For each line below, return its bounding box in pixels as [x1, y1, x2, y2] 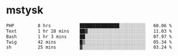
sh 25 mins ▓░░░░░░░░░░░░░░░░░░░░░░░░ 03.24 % [6, 44, 172, 50]
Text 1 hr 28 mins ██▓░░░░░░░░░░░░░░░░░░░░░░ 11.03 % [6, 28, 172, 34]
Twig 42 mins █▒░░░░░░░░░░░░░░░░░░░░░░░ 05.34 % [6, 39, 172, 45]
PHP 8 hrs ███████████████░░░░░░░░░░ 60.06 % [6, 23, 172, 29]
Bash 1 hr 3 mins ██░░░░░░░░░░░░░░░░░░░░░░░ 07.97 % [6, 33, 172, 40]
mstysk [6, 3, 43, 17]
